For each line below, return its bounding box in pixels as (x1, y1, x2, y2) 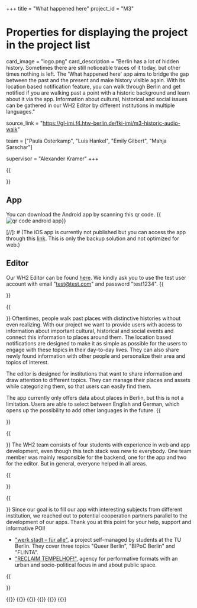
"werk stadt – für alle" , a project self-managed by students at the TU (14, 536, 182, 543)
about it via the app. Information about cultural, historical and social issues (6, 95, 188, 102)
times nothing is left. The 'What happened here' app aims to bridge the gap (6, 70, 189, 77)
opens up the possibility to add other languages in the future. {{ (6, 406, 161, 413)
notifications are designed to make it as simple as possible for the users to (6, 339, 188, 347)
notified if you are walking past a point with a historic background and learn (6, 89, 190, 96)
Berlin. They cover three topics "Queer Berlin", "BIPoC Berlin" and (14, 542, 176, 549)
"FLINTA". (14, 548, 38, 555)
